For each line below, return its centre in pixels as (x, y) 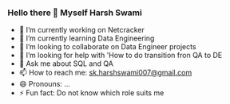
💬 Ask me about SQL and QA (66, 64)
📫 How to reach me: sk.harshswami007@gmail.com (105, 73)
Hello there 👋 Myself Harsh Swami (75, 13)
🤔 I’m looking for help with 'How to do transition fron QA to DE (121, 56)
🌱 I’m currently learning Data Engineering (87, 38)
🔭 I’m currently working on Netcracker (81, 30)
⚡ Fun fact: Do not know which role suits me (91, 93)
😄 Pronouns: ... (45, 84)
